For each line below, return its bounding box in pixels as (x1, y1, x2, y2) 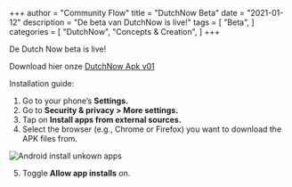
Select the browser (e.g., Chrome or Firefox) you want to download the (21, 124, 282, 134)
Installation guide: (9, 78, 75, 88)
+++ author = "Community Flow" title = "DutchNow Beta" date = (9, 8, 245, 18)
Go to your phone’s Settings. (21, 95, 129, 106)
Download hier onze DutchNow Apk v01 (9, 61, 156, 71)
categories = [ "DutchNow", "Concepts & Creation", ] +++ (9, 27, 221, 37)
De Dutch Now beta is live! (9, 44, 107, 54)
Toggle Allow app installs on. (21, 168, 131, 178)
